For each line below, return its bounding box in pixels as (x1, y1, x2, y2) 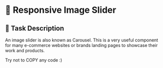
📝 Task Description (5, 24, 65, 33)
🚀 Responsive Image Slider (5, 4, 117, 16)
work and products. (5, 48, 45, 53)
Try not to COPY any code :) (5, 57, 63, 63)
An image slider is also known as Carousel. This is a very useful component (5, 37, 159, 43)
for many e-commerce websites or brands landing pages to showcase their (5, 42, 158, 48)
